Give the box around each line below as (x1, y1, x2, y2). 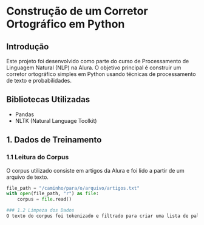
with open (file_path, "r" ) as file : (6, 190, 99, 197)
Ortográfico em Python (6, 17, 125, 31)
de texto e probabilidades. (6, 77, 72, 84)
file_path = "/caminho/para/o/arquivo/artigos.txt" (6, 185, 140, 191)
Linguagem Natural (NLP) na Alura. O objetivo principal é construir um (6, 64, 182, 71)
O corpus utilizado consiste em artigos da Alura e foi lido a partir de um (6, 167, 185, 174)
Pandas (15, 111, 35, 118)
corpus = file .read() (17, 196, 72, 202)
